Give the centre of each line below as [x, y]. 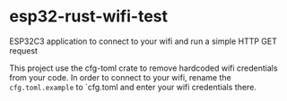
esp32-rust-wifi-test [89, 17]
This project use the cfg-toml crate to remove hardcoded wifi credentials [143, 68]
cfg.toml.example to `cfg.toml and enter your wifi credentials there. [133, 87]
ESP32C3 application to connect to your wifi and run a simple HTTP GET [143, 41]
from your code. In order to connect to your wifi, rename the [120, 77]
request [24, 50]
